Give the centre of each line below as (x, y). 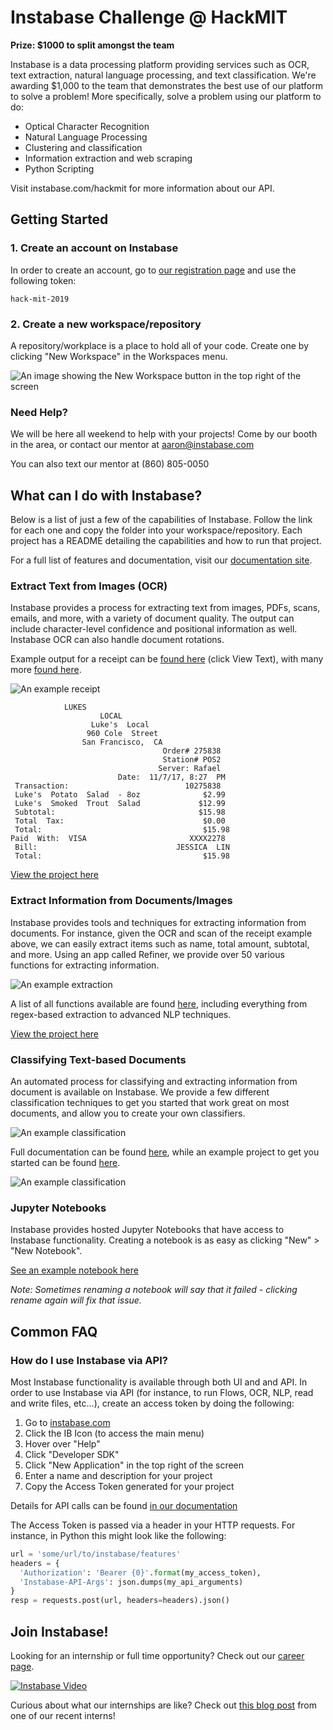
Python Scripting (59, 168)
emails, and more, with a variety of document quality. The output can (152, 618)
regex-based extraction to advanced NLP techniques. (121, 1014)
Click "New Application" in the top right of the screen (134, 1465)
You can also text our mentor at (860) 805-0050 (110, 464)
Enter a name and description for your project (118, 1475)
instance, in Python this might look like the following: (118, 1535)
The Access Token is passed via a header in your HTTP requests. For (153, 1525)
